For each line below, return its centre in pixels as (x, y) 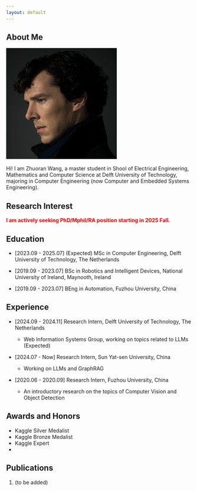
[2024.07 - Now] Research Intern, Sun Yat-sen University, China (93, 357)
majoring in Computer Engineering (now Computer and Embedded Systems (98, 181)
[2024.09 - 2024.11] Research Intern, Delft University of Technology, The (103, 321)
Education (25, 239)
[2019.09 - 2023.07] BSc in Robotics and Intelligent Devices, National (98, 271)
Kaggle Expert (32, 443)
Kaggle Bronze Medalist (44, 437)
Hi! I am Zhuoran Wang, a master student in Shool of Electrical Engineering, (98, 169)
